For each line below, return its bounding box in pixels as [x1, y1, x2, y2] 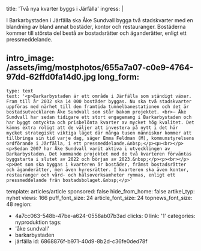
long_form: [97, 72, 140, 82]
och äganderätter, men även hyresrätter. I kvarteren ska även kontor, [6, 166, 189, 173]
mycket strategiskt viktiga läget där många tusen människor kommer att [6, 130, 192, 136]
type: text [6, 88, 34, 94]
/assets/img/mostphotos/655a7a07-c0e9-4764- [6, 62, 194, 73]
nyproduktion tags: [14, 219, 62, 226]
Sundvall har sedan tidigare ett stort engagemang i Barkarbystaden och [6, 114, 192, 120]
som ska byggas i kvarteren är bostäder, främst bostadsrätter [25, 162, 187, 168]
